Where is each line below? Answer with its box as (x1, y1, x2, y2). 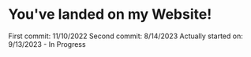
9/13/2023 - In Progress (8, 39, 86, 48)
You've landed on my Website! (8, 5, 212, 23)
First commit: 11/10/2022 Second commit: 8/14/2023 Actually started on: (8, 31, 243, 41)
